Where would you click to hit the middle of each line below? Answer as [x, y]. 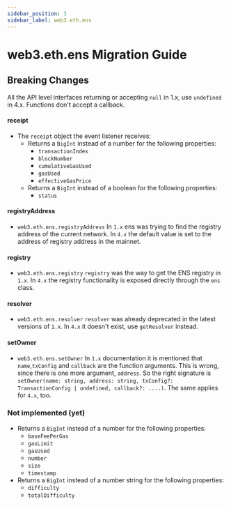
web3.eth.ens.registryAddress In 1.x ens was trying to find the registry [119, 227]
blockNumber [55, 159]
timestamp [42, 473]
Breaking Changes [48, 80]
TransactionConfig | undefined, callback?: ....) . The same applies [118, 388]
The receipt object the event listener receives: [84, 136]
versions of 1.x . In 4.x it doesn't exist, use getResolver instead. [107, 327]
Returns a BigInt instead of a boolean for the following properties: [122, 187]
